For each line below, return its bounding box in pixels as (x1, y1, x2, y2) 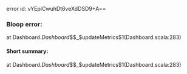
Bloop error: (6, 20, 42, 28)
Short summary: (6, 48, 49, 55)
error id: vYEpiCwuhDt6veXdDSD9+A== (6, 5, 106, 12)
